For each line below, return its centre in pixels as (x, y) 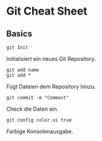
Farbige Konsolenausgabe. (40, 131)
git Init (17, 47)
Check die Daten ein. (32, 109)
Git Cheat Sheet (47, 11)
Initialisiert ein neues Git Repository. (51, 59)
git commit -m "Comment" (38, 98)
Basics (19, 34)
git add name (23, 70)
